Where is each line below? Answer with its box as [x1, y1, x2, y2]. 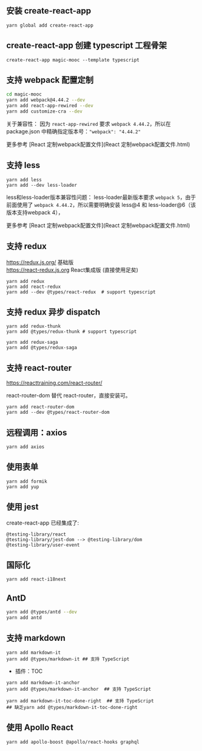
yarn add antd [6, 615, 42, 621]
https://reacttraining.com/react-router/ [6, 379, 103, 386]
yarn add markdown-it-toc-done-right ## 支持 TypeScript [6, 697, 154, 704]
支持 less [6, 160, 41, 170]
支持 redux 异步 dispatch [6, 307, 101, 317]
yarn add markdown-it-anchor [6, 679, 80, 686]
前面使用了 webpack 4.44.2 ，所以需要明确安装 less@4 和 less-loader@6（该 [6, 201, 196, 208]
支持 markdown [6, 633, 66, 643]
